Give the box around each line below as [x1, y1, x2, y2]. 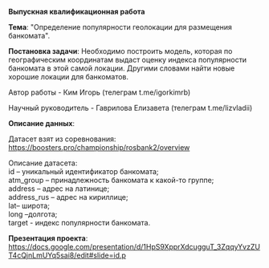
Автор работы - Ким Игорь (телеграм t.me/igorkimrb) [8, 87, 191, 97]
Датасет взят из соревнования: [8, 134, 116, 144]
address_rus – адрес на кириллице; [8, 193, 128, 201]
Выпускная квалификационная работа [8, 7, 145, 16]
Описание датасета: [8, 158, 78, 168]
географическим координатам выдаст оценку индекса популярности [8, 55, 247, 64]
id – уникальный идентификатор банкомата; [8, 167, 159, 176]
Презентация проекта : [8, 233, 88, 243]
